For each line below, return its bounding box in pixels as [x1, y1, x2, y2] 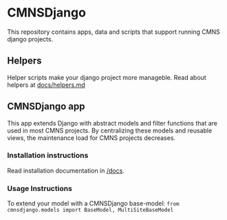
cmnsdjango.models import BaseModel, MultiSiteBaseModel [7, 207, 174, 214]
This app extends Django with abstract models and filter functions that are [7, 119, 218, 127]
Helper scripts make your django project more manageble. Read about [7, 73, 206, 81]
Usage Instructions [7, 183, 72, 193]
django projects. [7, 34, 54, 43]
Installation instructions [7, 150, 89, 160]
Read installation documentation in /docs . [7, 166, 125, 174]
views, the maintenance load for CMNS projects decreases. [7, 133, 176, 142]
